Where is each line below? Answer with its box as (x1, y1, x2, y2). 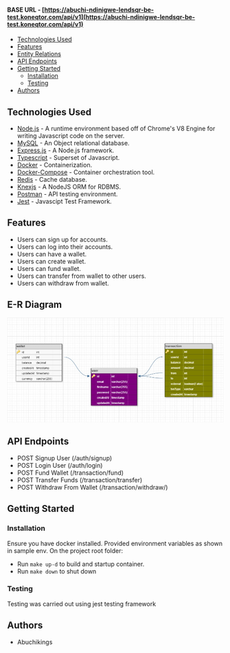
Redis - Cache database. (16, 176, 88, 184)
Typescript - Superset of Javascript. (16, 154, 120, 162)
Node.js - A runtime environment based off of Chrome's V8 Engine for (16, 124, 216, 133)
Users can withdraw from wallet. (16, 278, 110, 287)
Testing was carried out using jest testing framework (7, 599, 157, 608)
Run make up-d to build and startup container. (16, 560, 145, 568)
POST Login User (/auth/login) (16, 461, 103, 469)
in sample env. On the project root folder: (7, 546, 124, 555)
